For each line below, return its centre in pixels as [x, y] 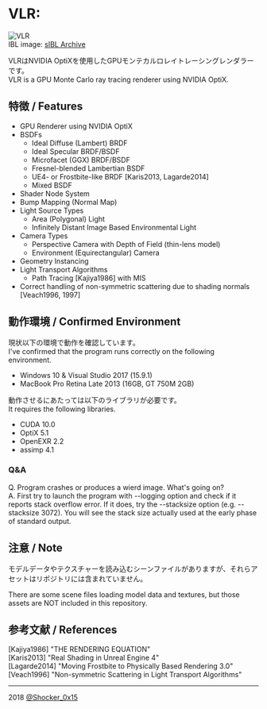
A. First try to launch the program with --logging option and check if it [122, 495]
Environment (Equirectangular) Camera [96, 252]
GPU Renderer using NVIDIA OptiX [76, 126]
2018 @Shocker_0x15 [43, 697]
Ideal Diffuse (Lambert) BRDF [80, 143]
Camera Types [44, 236]
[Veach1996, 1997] [50, 295]
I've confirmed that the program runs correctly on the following [111, 351]
